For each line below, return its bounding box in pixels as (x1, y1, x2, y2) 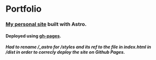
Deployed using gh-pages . (5, 33, 62, 39)
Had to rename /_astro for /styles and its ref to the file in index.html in (5, 44, 152, 50)
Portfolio (5, 3, 42, 15)
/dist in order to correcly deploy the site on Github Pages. (5, 49, 125, 55)
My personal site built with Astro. (5, 21, 87, 28)
